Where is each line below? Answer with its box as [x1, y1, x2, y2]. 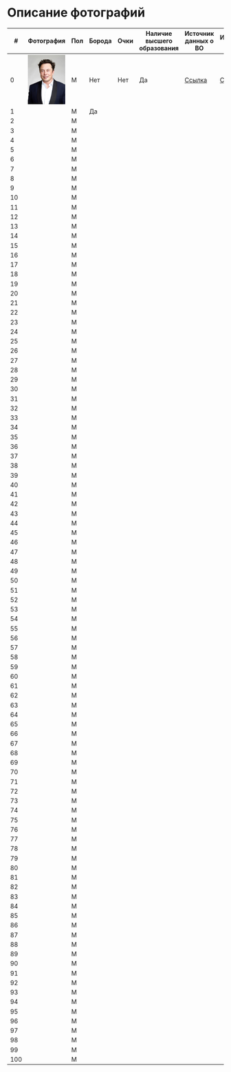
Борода [89, 36, 112, 45]
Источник [184, 30, 214, 38]
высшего [145, 36, 173, 45]
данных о [184, 36, 214, 45]
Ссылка [184, 76, 208, 84]
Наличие [145, 30, 173, 38]
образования [139, 44, 179, 52]
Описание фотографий [7, 5, 146, 21]
